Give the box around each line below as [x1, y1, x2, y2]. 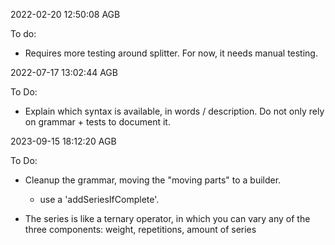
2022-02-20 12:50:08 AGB [10, 9, 121, 20]
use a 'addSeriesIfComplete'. [39, 194, 160, 205]
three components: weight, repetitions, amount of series [24, 224, 257, 235]
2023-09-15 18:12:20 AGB [10, 135, 117, 147]
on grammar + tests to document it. [24, 116, 171, 128]
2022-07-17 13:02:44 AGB [10, 67, 118, 78]
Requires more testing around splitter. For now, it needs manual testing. [24, 47, 318, 59]
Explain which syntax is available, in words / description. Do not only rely [24, 105, 325, 117]
